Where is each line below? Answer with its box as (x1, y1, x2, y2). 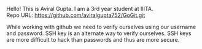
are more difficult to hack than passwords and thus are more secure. (6, 36, 180, 43)
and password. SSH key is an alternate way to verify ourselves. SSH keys (6, 30, 192, 37)
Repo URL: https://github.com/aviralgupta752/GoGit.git (6, 11, 146, 19)
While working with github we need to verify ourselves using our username (6, 24, 196, 30)
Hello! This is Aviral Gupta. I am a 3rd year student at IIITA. (6, 5, 153, 12)
